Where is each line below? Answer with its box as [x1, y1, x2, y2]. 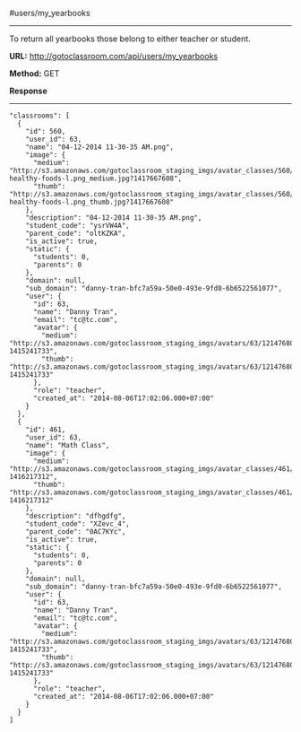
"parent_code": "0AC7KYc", [25, 527, 126, 536]
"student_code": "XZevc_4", [25, 519, 130, 528]
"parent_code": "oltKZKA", [25, 229, 126, 238]
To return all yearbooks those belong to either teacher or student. [9, 33, 251, 44]
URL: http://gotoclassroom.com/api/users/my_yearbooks [9, 51, 218, 61]
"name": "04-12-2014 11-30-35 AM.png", [25, 143, 175, 152]
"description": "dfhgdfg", [25, 511, 126, 520]
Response [9, 85, 47, 96]
